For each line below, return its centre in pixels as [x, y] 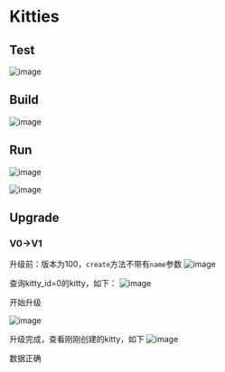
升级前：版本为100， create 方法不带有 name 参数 [96, 265]
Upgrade [35, 218]
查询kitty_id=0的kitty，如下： [63, 284]
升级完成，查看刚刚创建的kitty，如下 [77, 339]
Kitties [35, 17]
